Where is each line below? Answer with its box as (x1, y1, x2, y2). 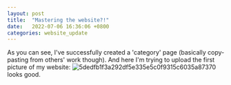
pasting (7, 56, 29, 64)
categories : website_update (7, 29, 88, 37)
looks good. (7, 70, 41, 79)
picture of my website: (7, 63, 71, 71)
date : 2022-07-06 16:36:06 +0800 (7, 23, 110, 30)
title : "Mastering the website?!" (7, 17, 110, 23)
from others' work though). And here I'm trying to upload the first (30, 56, 215, 64)
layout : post (7, 10, 45, 17)
